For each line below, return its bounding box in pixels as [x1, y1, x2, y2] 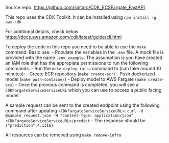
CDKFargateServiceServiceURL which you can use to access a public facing [5, 87, 162, 93]
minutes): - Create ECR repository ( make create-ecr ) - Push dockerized [5, 71, 155, 77]
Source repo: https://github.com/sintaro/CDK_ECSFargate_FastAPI [5, 5, 145, 10]
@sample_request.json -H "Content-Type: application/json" [5, 113, 134, 118]
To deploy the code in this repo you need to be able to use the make [5, 44, 147, 50]
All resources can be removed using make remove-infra [5, 132, 122, 138]
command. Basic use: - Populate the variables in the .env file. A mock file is [5, 49, 164, 55]
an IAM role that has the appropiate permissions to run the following [5, 60, 148, 66]
